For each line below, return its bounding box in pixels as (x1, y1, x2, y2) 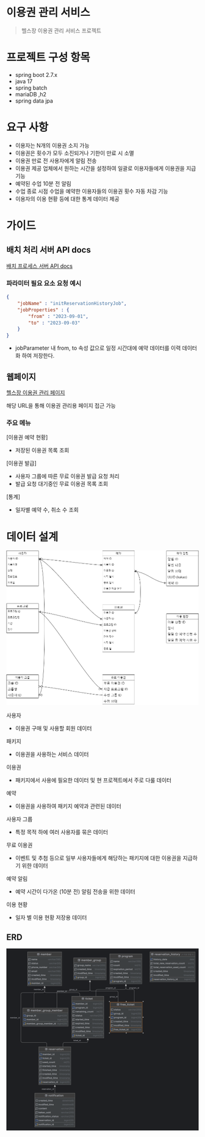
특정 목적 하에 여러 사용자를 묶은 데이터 (15, 828, 109, 836)
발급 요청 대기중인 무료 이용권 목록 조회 (15, 480, 109, 488)
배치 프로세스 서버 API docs (6, 262, 73, 269)
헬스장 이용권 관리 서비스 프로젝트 (21, 27, 102, 34)
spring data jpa (15, 97, 54, 104)
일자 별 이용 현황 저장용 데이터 (15, 914, 87, 922)
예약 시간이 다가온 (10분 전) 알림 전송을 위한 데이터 (15, 888, 135, 895)
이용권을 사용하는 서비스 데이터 (15, 751, 89, 758)
